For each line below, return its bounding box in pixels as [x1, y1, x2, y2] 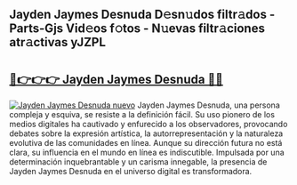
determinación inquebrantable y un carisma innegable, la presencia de [9, 157, 268, 167]
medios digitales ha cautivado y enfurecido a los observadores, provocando [9, 119, 288, 129]
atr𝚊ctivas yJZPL [9, 35, 107, 50]
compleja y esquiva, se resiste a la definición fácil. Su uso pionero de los [9, 109, 276, 119]
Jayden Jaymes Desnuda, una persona [137, 100, 280, 110]
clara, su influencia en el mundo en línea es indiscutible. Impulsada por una [9, 147, 285, 157]
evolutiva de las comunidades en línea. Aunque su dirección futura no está [9, 138, 283, 148]
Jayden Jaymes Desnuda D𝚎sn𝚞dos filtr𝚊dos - [9, 7, 276, 22]
